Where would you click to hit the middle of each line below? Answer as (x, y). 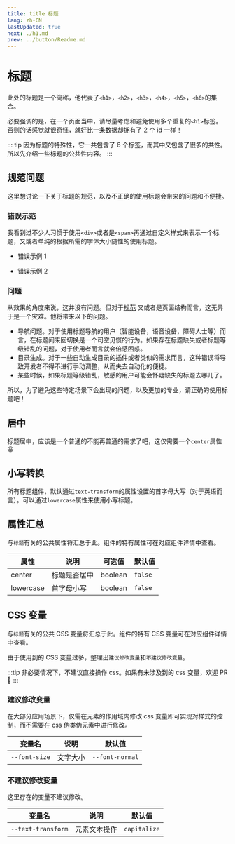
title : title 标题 (33, 14)
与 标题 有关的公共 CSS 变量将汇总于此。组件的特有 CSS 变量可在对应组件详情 (117, 634)
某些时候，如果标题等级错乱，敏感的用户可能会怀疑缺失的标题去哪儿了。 (121, 375)
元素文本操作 (96, 830)
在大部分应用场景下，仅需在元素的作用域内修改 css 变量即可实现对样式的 (112, 716)
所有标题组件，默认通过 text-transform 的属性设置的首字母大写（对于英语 (112, 491)
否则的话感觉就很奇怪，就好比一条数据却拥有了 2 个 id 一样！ (95, 130)
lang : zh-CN (24, 20)
